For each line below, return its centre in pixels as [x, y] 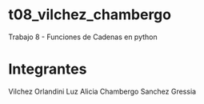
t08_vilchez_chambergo [90, 15]
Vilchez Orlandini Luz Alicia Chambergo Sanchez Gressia [102, 91]
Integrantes [48, 69]
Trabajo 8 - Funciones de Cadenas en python [83, 37]
